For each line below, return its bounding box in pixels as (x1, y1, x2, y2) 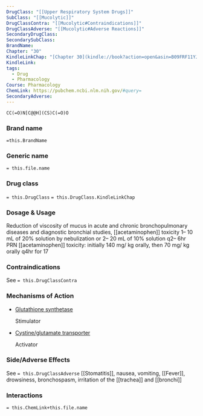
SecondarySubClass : (6, 37, 56, 43)
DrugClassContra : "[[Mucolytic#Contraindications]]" (6, 20, 142, 26)
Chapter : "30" (6, 48, 42, 54)
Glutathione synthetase (14, 305, 74, 312)
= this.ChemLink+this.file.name (6, 405, 88, 411)
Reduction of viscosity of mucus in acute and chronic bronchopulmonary (6, 222, 188, 229)
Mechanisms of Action (6, 292, 74, 300)
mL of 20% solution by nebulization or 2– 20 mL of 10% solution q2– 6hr (6, 234, 186, 242)
